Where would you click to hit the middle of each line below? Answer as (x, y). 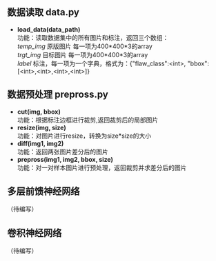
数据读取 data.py (43, 12)
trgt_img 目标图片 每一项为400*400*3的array (82, 54)
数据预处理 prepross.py (58, 95)
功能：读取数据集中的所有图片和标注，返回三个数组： (93, 37)
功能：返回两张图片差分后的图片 (62, 152)
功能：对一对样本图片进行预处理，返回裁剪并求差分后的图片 (102, 167)
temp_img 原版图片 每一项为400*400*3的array (85, 46)
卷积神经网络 (35, 233)
